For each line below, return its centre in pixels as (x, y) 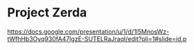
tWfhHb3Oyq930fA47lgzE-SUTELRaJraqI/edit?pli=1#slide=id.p (97, 38)
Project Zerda (47, 13)
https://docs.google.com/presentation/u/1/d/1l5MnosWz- (88, 32)
